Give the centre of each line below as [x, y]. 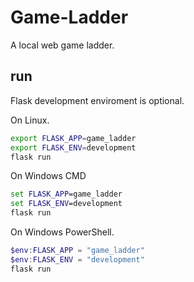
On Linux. [30, 120]
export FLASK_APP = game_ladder [73, 138]
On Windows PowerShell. [62, 232]
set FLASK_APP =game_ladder [66, 194]
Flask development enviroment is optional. [97, 100]
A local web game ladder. [62, 45]
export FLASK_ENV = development [73, 147]
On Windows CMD [48, 176]
